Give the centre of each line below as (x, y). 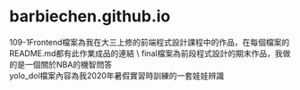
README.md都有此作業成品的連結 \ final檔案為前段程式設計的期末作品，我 (146, 53)
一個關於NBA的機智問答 (69, 64)
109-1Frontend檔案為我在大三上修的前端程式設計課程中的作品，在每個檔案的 (150, 42)
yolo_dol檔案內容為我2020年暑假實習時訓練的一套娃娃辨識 (117, 75)
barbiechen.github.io (90, 16)
